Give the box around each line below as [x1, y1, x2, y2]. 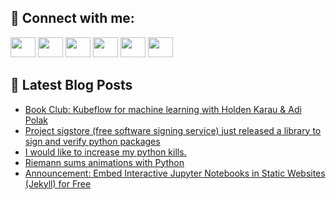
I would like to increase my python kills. [24, 146, 187, 158]
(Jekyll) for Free [24, 177, 92, 190]
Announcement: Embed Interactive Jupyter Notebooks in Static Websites [24, 167, 326, 179]
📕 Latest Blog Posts [10, 77, 133, 94]
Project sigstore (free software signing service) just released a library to [24, 124, 322, 136]
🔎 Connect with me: [10, 10, 135, 27]
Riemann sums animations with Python [24, 156, 185, 168]
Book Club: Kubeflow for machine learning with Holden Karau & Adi [24, 103, 302, 115]
